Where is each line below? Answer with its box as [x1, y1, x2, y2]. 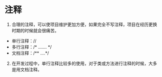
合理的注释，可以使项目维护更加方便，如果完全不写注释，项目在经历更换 [11, 21, 157, 27]
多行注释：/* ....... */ [11, 44, 52, 50]
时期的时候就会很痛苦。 [11, 27, 59, 33]
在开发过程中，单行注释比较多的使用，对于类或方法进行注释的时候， [11, 60, 149, 66]
